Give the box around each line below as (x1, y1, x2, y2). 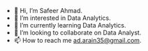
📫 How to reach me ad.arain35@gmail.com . (13, 37, 142, 44)
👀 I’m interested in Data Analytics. (13, 14, 111, 22)
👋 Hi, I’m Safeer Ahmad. (13, 7, 82, 14)
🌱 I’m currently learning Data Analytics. (13, 21, 126, 29)
